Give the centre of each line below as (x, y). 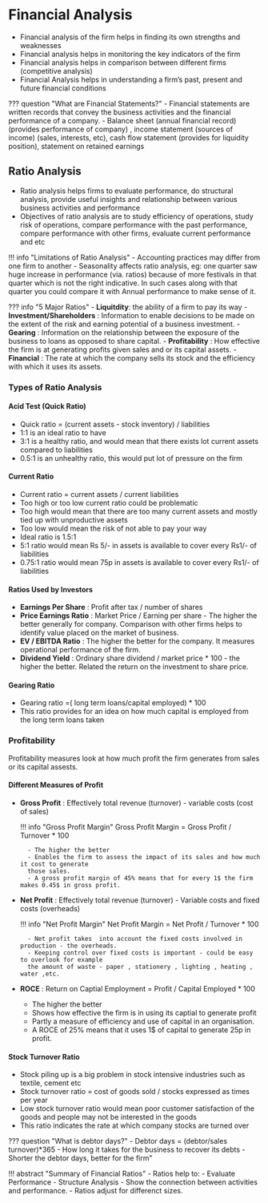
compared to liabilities (56, 450)
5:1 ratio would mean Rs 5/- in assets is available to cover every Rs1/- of (138, 546)
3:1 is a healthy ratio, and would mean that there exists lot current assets (139, 441)
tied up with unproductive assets (74, 520)
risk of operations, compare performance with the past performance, (134, 224)
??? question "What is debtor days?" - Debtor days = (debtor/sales (118, 1141)
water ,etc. (40, 974)
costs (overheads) (50, 908)
